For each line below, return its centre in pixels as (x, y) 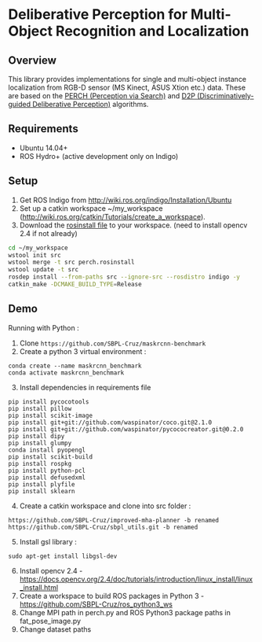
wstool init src (35, 255)
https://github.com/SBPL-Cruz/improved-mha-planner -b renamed (114, 520)
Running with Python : (44, 327)
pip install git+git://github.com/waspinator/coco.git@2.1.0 (110, 422)
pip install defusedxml (47, 478)
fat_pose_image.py (50, 621)
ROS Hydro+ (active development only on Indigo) (99, 156)
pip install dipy (36, 436)
